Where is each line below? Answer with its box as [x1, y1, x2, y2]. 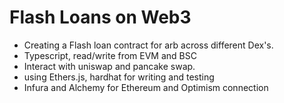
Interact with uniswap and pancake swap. [23, 60, 196, 72]
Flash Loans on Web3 [9, 6, 192, 29]
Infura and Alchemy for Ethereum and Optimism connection [23, 81, 269, 93]
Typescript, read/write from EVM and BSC [23, 49, 197, 61]
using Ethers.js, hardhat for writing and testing [23, 71, 215, 83]
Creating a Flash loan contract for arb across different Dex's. [23, 39, 274, 51]
